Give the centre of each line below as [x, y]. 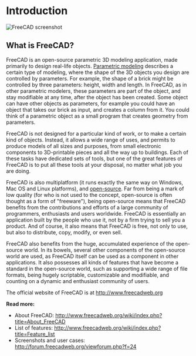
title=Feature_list [35, 334]
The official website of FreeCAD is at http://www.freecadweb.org [85, 293]
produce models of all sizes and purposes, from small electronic [84, 146]
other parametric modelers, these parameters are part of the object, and [93, 91]
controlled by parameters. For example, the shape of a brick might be [90, 78]
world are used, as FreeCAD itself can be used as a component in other [92, 256]
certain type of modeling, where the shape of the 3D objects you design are [98, 72]
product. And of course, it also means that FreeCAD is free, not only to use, [97, 226]
